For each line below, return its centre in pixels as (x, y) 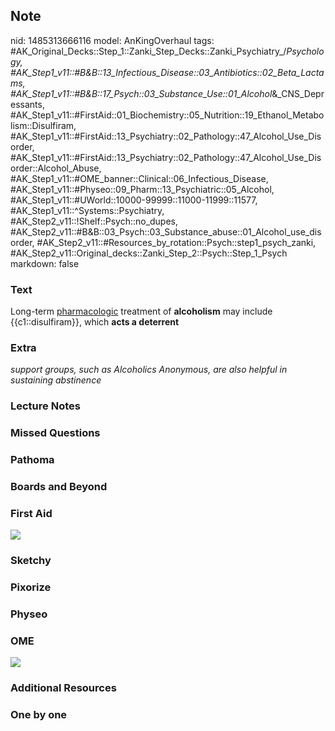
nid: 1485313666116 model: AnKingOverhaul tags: (112, 40)
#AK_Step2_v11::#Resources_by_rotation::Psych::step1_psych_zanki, (176, 242)
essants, (27, 104)
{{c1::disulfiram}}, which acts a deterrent (95, 322)
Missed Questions (55, 433)
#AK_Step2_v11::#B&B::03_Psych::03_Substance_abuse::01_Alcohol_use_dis (166, 231)
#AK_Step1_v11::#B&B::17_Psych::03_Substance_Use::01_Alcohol (141, 93)
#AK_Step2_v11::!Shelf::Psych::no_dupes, (94, 221)
